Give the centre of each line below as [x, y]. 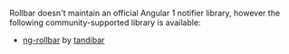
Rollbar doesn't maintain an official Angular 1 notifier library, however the [145, 13]
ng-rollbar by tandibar [63, 40]
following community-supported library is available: [105, 22]
